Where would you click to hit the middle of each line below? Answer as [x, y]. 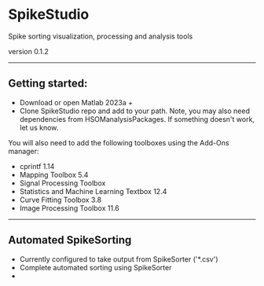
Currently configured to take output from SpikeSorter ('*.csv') [119, 259]
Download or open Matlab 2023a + [76, 102]
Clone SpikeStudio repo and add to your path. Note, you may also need [134, 111]
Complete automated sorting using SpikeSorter [95, 267]
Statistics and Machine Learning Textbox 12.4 [93, 191]
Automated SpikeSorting [70, 240]
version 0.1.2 [28, 51]
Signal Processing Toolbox [62, 183]
